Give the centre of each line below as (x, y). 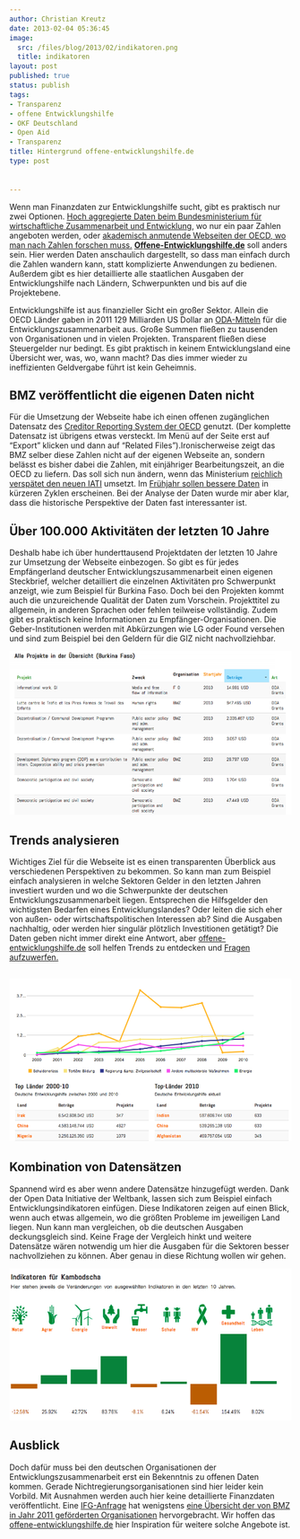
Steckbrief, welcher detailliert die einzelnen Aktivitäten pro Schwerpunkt (142, 581)
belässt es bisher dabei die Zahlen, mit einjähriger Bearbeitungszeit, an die (147, 465)
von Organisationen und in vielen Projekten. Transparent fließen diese (138, 339)
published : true (39, 76)
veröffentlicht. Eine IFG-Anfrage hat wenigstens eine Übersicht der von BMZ (150, 1505)
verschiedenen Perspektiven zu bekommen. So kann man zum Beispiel (140, 872)
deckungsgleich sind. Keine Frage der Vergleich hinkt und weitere (131, 1236)
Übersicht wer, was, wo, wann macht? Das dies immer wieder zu (129, 357)
